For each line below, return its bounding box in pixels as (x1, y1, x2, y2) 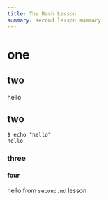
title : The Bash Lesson (7, 10, 77, 17)
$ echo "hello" (7, 132, 52, 139)
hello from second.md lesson (7, 186, 87, 195)
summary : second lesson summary (7, 17, 101, 24)
